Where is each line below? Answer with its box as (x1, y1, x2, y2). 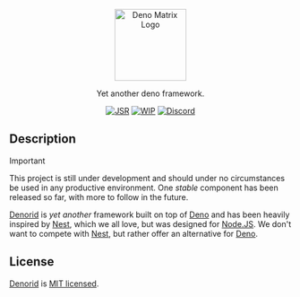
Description (9, 131, 76, 147)
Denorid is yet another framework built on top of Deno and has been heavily (9, 209, 290, 220)
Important (9, 155, 46, 166)
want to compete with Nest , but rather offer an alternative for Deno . (9, 228, 258, 239)
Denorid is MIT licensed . (9, 278, 99, 289)
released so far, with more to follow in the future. (9, 191, 189, 202)
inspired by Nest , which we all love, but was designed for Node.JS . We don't (9, 218, 292, 229)
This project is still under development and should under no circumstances (9, 172, 285, 183)
